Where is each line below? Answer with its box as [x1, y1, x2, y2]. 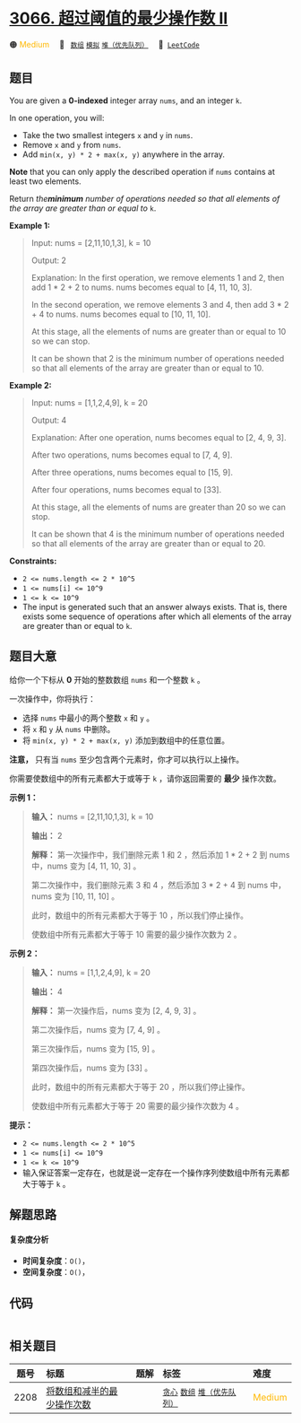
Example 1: [9, 220, 51, 231]
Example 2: [9, 380, 52, 390]
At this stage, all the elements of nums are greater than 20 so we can [30, 502, 287, 512]
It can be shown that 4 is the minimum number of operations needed [30, 528, 285, 539]
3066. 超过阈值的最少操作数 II [9, 8, 228, 29]
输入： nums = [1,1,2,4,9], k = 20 [30, 966, 150, 978]
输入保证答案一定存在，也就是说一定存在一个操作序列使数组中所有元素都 [21, 1167, 289, 1178]
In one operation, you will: [9, 112, 105, 123]
